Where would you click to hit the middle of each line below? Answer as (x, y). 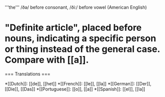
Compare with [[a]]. (47, 60)
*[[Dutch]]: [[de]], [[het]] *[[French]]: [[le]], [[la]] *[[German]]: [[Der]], (78, 83)
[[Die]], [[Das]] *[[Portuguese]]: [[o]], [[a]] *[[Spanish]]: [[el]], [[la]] (75, 89)
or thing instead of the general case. (82, 49)
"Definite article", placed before (73, 28)
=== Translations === (28, 74)
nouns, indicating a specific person (80, 39)
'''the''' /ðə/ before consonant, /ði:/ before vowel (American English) (76, 7)
